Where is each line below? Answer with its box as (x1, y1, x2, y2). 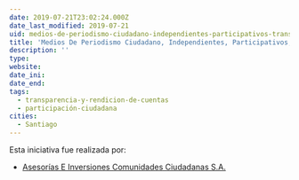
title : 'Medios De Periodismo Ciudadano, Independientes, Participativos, (9, 37, 293, 47)
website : (9, 63, 42, 72)
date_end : (9, 79, 46, 88)
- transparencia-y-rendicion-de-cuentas (17, 95, 169, 105)
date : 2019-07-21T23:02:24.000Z (9, 12, 129, 22)
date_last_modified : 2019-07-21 (9, 21, 129, 30)
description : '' (9, 46, 69, 55)
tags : (9, 87, 29, 96)
